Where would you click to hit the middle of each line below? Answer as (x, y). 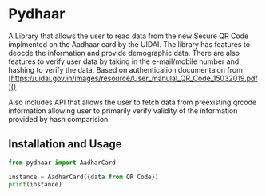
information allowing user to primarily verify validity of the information (123, 110)
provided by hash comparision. (59, 119)
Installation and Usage (65, 144)
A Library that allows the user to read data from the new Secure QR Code (129, 36)
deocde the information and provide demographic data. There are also (124, 53)
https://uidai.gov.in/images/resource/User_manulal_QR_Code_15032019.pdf (134, 78)
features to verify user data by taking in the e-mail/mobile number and (124, 61)
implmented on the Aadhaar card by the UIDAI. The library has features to (129, 44)
